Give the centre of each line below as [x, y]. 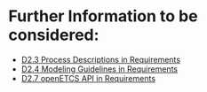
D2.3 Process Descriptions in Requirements [101, 59]
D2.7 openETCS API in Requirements [88, 78]
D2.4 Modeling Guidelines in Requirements [100, 69]
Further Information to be [103, 16]
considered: [54, 35]
